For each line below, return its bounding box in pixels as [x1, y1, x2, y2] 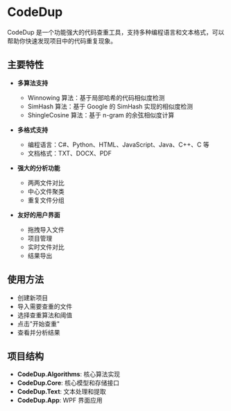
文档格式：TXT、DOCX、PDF [27, 149, 112, 157]
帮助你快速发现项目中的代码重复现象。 [7, 36, 117, 45]
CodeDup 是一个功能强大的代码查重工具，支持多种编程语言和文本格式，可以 [7, 28, 225, 36]
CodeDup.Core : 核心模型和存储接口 [17, 379, 120, 387]
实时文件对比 [27, 242, 65, 251]
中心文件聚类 [27, 187, 65, 195]
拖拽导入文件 [27, 225, 65, 233]
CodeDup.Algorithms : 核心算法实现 [17, 370, 120, 378]
